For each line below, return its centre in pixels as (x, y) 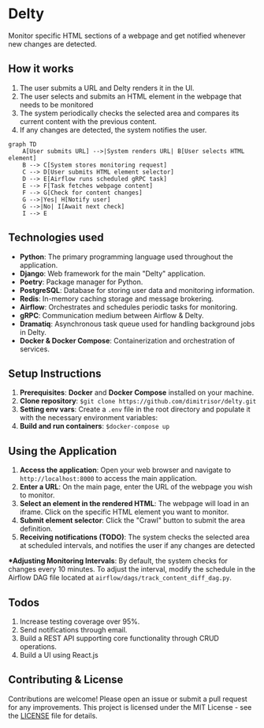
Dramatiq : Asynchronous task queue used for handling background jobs (137, 324)
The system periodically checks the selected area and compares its (129, 113)
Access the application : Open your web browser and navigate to (125, 470)
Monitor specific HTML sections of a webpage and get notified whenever (127, 36)
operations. (38, 647)
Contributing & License (66, 680)
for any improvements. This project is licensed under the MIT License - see (130, 707)
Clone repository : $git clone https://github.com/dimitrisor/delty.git (138, 401)
